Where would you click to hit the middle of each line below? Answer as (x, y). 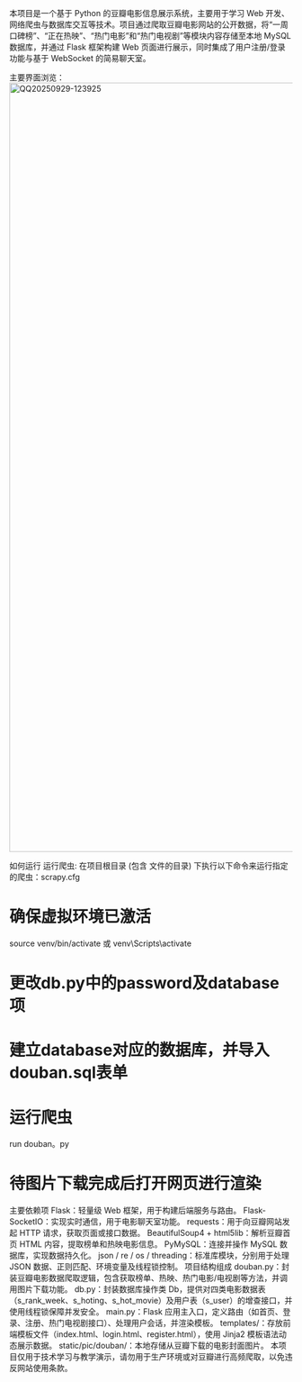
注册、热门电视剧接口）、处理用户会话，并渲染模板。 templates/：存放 (154, 1323)
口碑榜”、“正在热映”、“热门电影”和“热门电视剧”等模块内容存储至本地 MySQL (151, 36)
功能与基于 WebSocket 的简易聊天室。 (80, 58)
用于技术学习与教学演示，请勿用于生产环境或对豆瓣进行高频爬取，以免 (155, 1357)
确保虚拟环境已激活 (80, 917)
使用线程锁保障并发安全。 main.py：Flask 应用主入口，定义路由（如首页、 (146, 1312)
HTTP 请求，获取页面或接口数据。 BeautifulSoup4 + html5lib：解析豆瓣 (151, 1233)
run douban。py (40, 1144)
